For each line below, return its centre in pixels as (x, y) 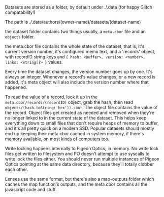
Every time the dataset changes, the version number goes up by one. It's (79, 72)
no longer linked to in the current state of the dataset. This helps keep (76, 118)
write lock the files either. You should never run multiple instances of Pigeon (82, 159)
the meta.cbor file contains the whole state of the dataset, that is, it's (75, 46)
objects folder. (20, 37)
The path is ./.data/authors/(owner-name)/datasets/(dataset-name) (73, 22)
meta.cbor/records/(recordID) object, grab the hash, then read (69, 102)
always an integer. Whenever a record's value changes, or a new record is (80, 77)
